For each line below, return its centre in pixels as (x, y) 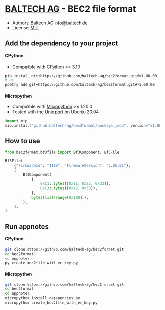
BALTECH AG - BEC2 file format (70, 9)
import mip (16, 121)
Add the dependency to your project (62, 43)
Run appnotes (27, 226)
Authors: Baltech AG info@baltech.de (50, 23)
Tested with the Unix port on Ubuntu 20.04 (55, 112)
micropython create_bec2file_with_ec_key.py (51, 303)
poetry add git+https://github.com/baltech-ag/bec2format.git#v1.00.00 (80, 85)
